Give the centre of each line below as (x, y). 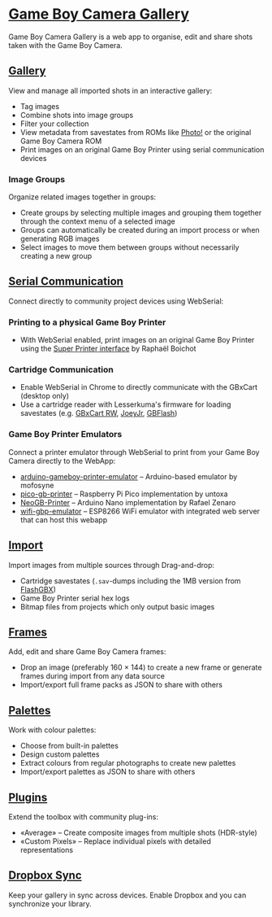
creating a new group (56, 256)
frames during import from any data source (92, 676)
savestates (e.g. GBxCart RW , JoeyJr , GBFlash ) (99, 413)
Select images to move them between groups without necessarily (130, 247)
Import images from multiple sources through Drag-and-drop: (112, 565)
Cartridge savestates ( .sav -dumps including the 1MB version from (130, 581)
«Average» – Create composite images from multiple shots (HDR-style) (138, 832)
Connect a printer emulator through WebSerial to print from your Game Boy (134, 452)
